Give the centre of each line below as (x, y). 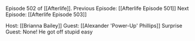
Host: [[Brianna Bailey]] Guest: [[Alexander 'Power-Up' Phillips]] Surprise (94, 26)
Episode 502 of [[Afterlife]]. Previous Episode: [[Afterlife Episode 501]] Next (97, 8)
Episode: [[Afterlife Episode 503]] (46, 14)
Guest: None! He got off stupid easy (49, 32)
